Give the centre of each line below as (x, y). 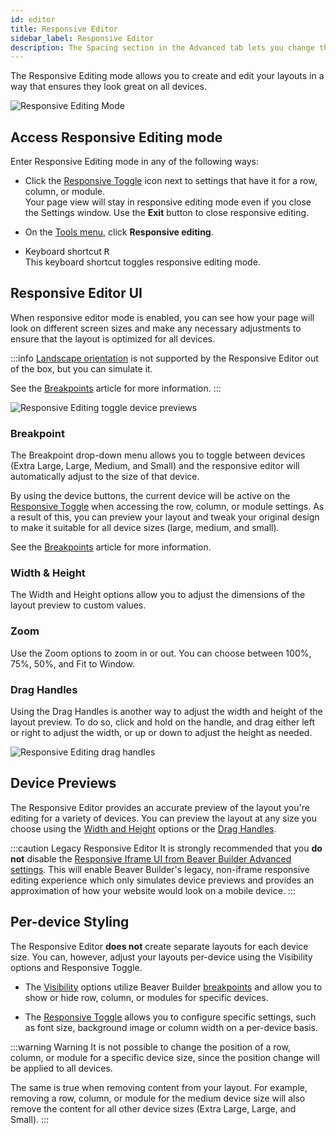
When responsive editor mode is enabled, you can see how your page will (162, 317)
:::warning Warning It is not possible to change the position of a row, (150, 1047)
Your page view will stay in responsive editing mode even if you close (168, 202)
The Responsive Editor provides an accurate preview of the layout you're (160, 807)
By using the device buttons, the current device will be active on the (150, 496)
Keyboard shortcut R (67, 252)
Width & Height (48, 573)
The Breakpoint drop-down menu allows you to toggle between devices (158, 455)
